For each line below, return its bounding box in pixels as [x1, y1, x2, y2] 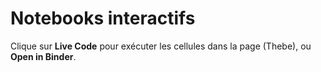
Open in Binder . [10, 50, 77, 62]
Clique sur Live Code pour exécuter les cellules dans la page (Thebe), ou [10, 40, 312, 52]
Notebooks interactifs [10, 7, 196, 30]
